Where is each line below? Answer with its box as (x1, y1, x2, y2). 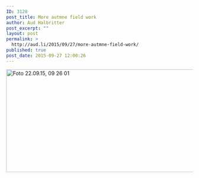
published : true (6, 47, 46, 53)
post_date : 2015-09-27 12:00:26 (6, 53, 86, 59)
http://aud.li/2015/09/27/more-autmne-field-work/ (11, 42, 139, 48)
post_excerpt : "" (6, 25, 49, 31)
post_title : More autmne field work (6, 14, 97, 20)
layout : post (6, 31, 38, 37)
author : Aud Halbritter (6, 20, 65, 25)
